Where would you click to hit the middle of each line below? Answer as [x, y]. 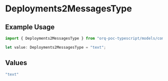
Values [16, 63]
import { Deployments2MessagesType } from [50, 38]
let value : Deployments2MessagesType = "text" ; [56, 47]
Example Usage [30, 27]
